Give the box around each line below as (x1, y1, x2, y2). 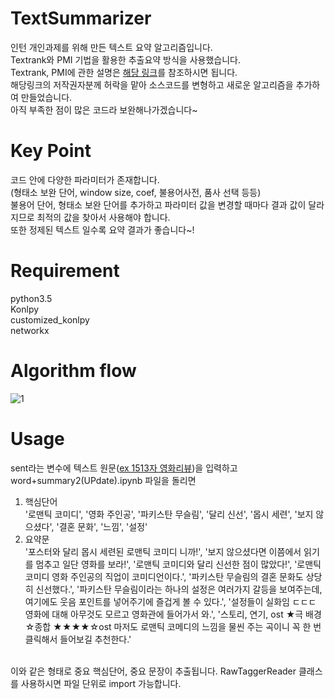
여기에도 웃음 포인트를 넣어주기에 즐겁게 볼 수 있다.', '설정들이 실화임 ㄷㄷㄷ (24, 595, 317, 607)
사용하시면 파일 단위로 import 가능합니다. (20, 677, 182, 689)
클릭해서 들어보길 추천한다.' (24, 633, 132, 645)
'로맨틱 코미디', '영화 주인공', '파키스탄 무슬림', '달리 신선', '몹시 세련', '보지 (24, 508, 314, 520)
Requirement (10, 260, 120, 282)
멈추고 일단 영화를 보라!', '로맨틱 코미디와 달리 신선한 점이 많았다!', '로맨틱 (35, 558, 322, 570)
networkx (10, 324, 50, 336)
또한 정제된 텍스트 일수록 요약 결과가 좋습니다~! (10, 223, 195, 236)
